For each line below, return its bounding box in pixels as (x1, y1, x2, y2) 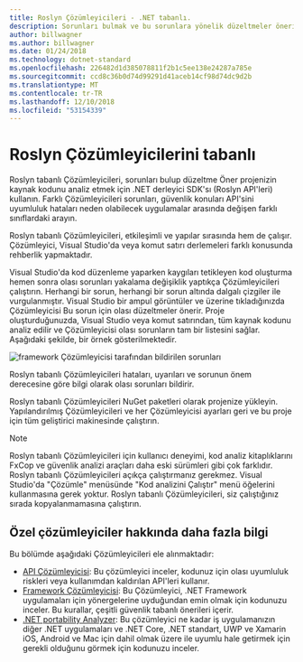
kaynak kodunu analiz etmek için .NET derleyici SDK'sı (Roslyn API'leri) (9, 184, 273, 195)
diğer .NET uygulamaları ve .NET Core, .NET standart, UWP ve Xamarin (22, 624, 287, 634)
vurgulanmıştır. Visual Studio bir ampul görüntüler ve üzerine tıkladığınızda (9, 295, 286, 307)
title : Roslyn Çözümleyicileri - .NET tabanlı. (9, 13, 192, 23)
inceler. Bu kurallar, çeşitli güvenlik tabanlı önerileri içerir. (22, 604, 234, 615)
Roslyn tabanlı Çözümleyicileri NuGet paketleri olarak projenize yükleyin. (9, 396, 278, 407)
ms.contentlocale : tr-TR (9, 89, 103, 98)
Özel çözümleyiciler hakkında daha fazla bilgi (9, 525, 269, 540)
